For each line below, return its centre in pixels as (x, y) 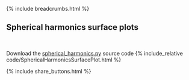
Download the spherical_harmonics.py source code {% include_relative (95, 53)
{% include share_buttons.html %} (49, 71)
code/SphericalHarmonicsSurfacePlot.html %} (64, 60)
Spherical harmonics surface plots (73, 27)
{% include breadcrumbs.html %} (48, 9)
